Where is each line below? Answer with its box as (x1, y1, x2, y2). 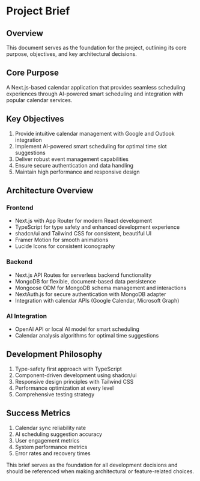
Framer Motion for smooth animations (14, 236, 109, 244)
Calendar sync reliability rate (14, 424, 86, 431)
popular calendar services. (6, 96, 73, 103)
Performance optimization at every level (14, 384, 114, 392)
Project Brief (6, 4, 70, 18)
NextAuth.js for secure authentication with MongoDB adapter (14, 290, 166, 298)
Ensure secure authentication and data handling (14, 162, 134, 169)
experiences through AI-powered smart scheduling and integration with (6, 90, 183, 97)
